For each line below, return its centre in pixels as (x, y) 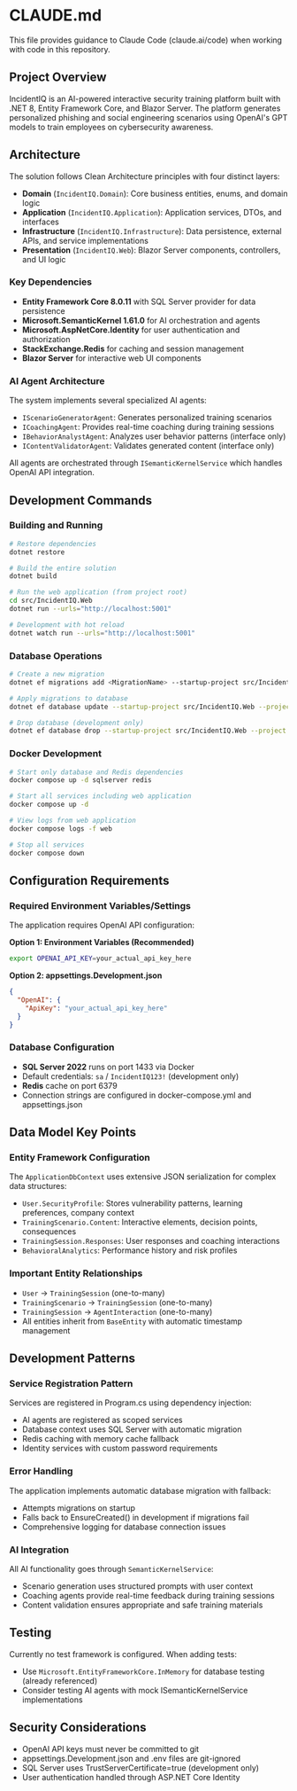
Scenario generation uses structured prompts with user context (137, 1586)
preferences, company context (78, 1213)
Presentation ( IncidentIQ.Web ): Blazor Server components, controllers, (151, 250)
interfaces (40, 222)
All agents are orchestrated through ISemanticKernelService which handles (146, 463)
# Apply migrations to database (69, 698)
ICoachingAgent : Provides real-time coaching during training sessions (148, 427)
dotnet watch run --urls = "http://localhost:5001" (103, 633)
